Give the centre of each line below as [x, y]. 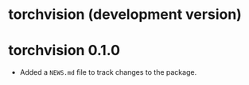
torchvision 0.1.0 [64, 51]
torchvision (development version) [125, 15]
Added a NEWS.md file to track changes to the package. [108, 72]
